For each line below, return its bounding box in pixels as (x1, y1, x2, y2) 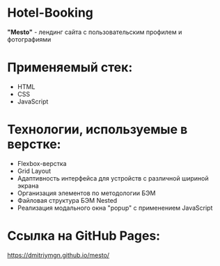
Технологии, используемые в (7, 122, 188, 138)
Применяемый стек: (7, 60, 133, 76)
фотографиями (7, 35, 52, 43)
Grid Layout (17, 167, 51, 175)
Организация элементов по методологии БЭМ (17, 189, 156, 197)
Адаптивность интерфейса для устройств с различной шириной (17, 174, 209, 182)
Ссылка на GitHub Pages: (7, 228, 161, 244)
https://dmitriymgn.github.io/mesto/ (7, 251, 110, 259)
